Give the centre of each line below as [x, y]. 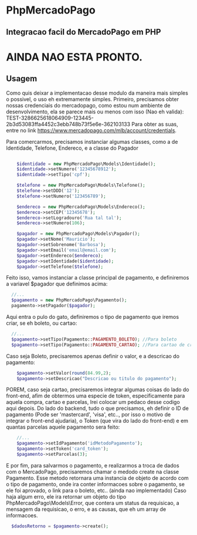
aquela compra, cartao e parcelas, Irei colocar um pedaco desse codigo [93, 402]
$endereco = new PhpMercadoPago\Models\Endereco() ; [81, 207]
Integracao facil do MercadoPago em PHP [84, 32]
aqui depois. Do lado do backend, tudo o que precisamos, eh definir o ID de [97, 408]
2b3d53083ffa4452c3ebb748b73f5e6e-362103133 [68, 124]
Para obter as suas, [155, 124]
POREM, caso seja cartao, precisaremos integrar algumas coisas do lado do [98, 390]
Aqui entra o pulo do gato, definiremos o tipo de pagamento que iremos [93, 317]
